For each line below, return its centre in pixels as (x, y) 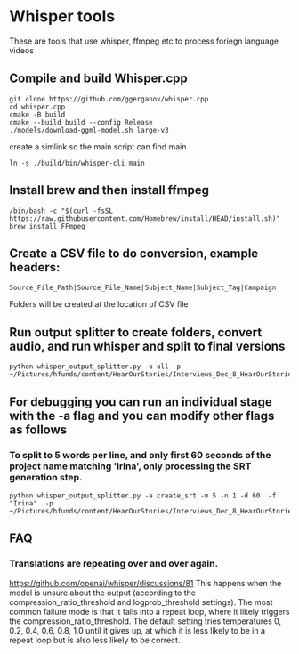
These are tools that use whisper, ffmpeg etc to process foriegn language (144, 41)
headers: (35, 267)
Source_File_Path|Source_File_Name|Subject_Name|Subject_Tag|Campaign (143, 288)
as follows (38, 429)
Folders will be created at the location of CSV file (99, 304)
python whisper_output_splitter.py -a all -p (95, 367)
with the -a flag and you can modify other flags (142, 416)
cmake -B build (37, 114)
